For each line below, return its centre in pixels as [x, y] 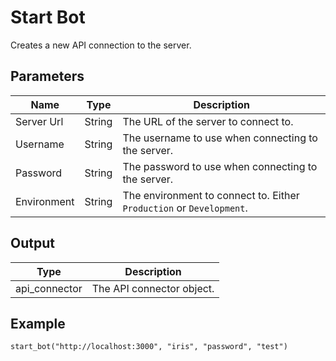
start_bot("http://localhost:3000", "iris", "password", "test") [149, 347]
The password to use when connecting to [220, 166]
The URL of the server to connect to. [208, 121]
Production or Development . [185, 208]
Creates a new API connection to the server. [101, 45]
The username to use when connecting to [220, 138]
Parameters [47, 76]
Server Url [39, 121]
